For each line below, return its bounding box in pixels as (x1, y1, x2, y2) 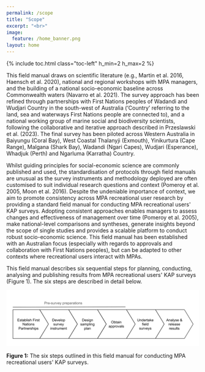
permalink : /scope (6, 10, 53, 16)
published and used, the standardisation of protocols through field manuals (6, 169, 196, 175)
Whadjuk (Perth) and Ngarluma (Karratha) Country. (6, 150, 135, 157)
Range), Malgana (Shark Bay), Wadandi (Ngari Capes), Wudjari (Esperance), (6, 143, 198, 150)
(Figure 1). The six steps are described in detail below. (6, 278, 143, 285)
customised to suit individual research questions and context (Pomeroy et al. (6, 181, 199, 188)
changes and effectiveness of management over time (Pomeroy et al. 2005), (6, 214, 199, 221)
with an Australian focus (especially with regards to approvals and (6, 240, 173, 247)
